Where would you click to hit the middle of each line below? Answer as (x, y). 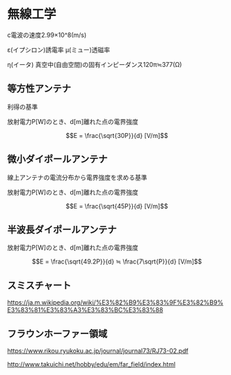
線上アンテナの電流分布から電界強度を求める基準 (77, 177)
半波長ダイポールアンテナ (62, 230)
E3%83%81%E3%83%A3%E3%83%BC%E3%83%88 (85, 310)
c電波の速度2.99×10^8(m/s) (47, 35)
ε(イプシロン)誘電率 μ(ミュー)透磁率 (59, 49)
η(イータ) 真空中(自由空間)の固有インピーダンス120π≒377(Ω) (95, 64)
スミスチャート (39, 285)
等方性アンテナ (39, 89)
